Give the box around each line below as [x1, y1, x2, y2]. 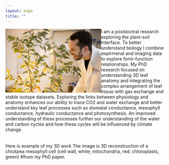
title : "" [5, 13, 27, 19]
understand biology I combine [101, 45, 164, 51]
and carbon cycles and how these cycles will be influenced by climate [5, 121, 153, 127]
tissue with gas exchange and [101, 88, 164, 94]
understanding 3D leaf [101, 72, 148, 78]
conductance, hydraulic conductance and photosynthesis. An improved [5, 110, 156, 116]
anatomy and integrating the [101, 77, 161, 84]
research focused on [101, 67, 145, 73]
